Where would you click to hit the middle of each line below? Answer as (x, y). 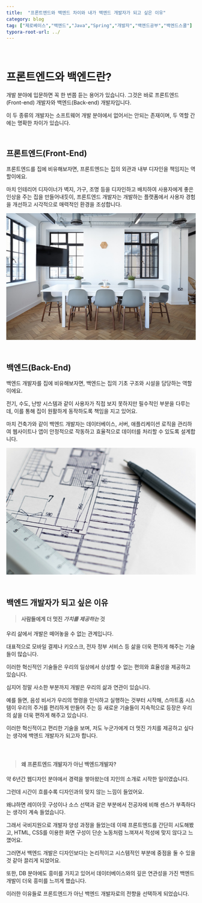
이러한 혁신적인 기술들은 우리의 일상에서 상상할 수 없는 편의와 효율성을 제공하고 (99, 666)
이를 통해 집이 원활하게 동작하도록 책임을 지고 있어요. (76, 411)
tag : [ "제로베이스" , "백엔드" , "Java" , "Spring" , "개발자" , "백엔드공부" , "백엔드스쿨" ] (99, 25)
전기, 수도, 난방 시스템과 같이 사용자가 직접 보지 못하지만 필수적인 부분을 (90, 404)
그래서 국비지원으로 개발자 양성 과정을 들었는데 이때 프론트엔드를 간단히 (90, 825)
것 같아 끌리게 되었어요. (34, 860)
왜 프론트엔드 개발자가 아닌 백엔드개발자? (69, 764)
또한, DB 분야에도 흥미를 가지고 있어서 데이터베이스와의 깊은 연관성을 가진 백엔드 (100, 873)
